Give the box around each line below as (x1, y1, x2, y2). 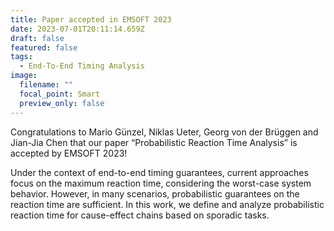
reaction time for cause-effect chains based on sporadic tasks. (10, 209, 270, 221)
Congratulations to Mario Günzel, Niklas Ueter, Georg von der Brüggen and (10, 126, 319, 138)
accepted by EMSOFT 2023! (10, 147, 128, 159)
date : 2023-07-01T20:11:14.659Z (10, 24, 145, 34)
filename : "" (19, 80, 74, 90)
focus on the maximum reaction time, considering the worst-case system (10, 177, 312, 189)
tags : (10, 52, 33, 62)
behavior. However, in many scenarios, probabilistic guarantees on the (10, 187, 300, 200)
